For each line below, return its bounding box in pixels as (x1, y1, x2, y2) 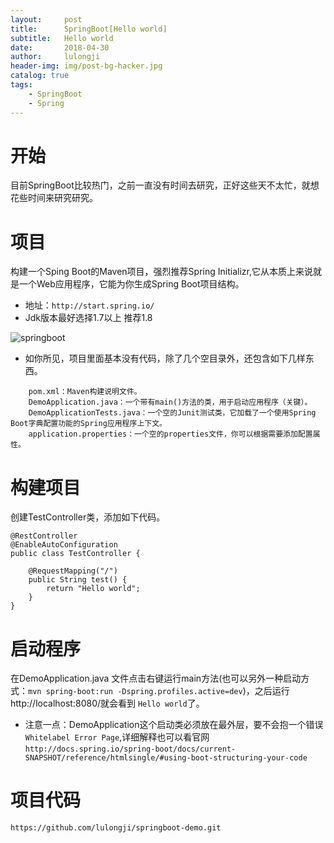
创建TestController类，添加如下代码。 (10, 511, 166, 523)
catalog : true (10, 71, 70, 81)
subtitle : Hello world (10, 33, 114, 43)
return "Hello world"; (46, 584, 141, 594)
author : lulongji (10, 52, 101, 62)
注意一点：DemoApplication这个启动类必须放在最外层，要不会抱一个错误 (24, 719, 324, 731)
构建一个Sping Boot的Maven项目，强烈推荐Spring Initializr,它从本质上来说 (10, 266, 313, 278)
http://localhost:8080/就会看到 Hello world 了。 (10, 697, 205, 710)
